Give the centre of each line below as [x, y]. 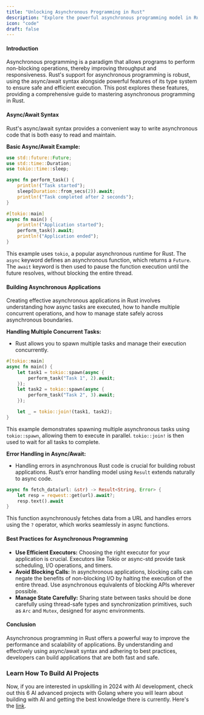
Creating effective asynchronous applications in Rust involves [83, 301]
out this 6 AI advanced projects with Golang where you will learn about [95, 693]
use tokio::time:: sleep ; [38, 169]
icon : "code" [23, 23]
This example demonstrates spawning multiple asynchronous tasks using [98, 429]
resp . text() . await [40, 501]
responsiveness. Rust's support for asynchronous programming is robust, [98, 75]
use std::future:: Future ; [39, 158]
